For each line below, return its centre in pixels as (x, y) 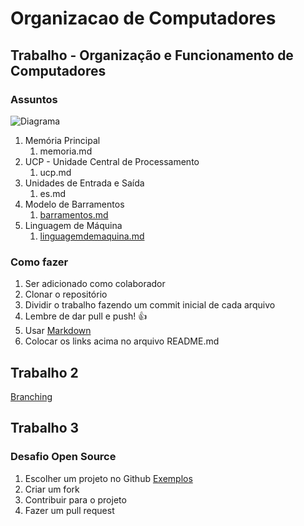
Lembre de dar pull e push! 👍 (86, 316)
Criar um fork (52, 489)
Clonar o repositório (66, 294)
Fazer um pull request (69, 510)
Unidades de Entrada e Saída (84, 183)
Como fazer (39, 262)
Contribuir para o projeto (75, 499)
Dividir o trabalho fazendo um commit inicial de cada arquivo (150, 305)
